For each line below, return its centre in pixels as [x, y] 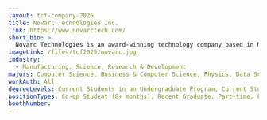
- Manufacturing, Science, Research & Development [101, 67]
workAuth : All [32, 81]
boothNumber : [30, 103]
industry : [25, 60]
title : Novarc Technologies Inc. [64, 23]
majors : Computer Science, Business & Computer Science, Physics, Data [129, 74]
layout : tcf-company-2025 [51, 15]
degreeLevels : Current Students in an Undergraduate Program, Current [128, 89]
